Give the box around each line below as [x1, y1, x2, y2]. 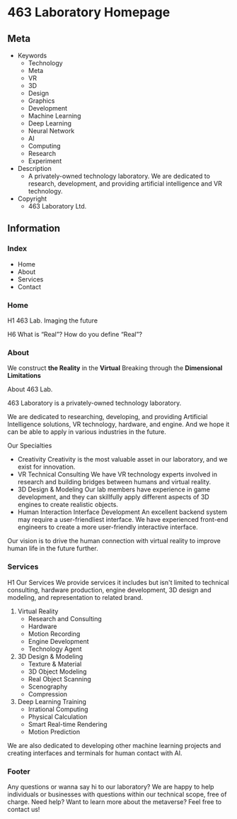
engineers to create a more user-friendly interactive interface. [17, 523, 198, 532]
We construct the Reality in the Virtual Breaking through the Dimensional [7, 364, 223, 372]
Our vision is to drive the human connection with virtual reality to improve [7, 537, 221, 545]
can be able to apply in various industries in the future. [7, 428, 166, 436]
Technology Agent [28, 645, 83, 653]
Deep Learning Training [17, 697, 87, 706]
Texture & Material [28, 659, 82, 668]
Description [17, 165, 52, 172]
